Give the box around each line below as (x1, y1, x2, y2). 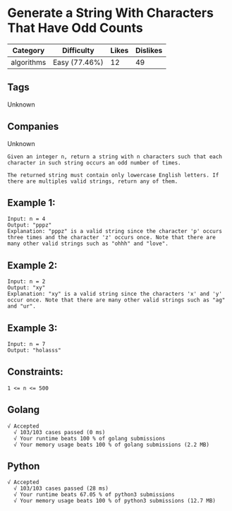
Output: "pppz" (7, 222, 52, 229)
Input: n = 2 (7, 278, 46, 285)
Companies (7, 121, 59, 133)
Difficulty (62, 45, 94, 55)
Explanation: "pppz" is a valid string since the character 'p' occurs (7, 228, 222, 235)
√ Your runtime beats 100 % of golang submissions (13, 435, 166, 442)
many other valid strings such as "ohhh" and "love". (7, 240, 169, 248)
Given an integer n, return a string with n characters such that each (7, 153, 222, 160)
